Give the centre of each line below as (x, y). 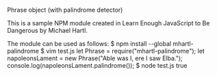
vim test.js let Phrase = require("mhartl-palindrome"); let (125, 51)
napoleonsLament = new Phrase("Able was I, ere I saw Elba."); (95, 58)
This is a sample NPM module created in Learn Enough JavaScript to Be (108, 23)
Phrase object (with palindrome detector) (65, 10)
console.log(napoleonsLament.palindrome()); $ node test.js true (97, 65)
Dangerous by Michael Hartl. (47, 30)
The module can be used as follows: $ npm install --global (89, 43)
